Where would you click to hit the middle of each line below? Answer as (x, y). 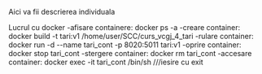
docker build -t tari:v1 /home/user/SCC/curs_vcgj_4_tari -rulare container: (131, 36)
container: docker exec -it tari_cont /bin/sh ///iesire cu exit (106, 62)
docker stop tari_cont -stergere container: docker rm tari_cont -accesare (130, 53)
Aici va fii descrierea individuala (62, 12)
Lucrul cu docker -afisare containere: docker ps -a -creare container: (124, 27)
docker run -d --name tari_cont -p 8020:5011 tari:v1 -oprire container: (125, 45)
